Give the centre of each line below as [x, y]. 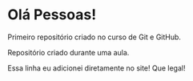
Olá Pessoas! [52, 15]
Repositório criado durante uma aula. [68, 52]
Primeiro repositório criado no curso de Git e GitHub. [94, 37]
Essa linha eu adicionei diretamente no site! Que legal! [96, 68]
